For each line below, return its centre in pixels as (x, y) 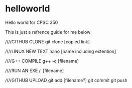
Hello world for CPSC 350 (32, 22)
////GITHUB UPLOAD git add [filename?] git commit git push (66, 80)
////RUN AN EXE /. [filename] (34, 71)
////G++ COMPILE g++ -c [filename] (42, 61)
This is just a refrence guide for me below (48, 32)
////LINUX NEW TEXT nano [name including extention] (61, 51)
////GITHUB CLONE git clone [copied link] (48, 42)
